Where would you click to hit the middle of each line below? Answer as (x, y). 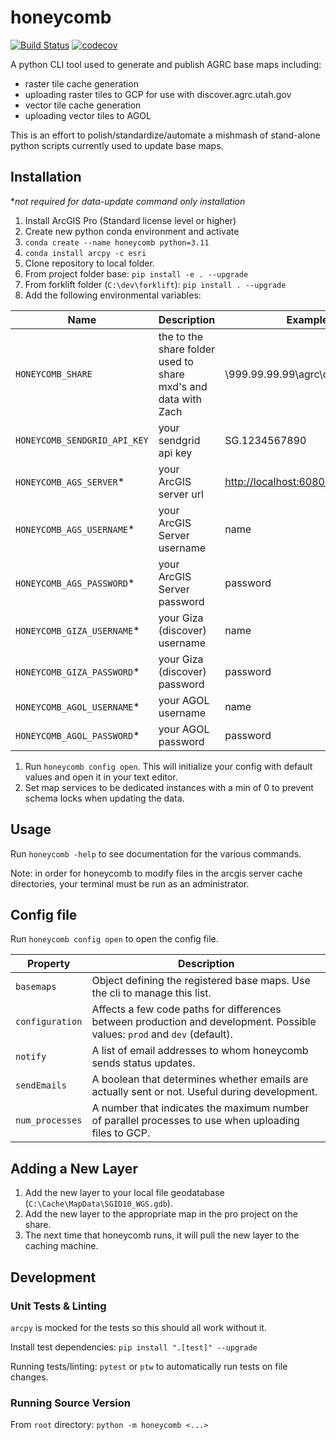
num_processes (49, 1120)
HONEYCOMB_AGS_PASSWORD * (75, 583)
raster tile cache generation (81, 83)
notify (31, 1057)
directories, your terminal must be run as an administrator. (130, 883)
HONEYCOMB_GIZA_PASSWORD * (77, 671)
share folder (187, 349)
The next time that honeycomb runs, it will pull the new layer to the (162, 1235)
